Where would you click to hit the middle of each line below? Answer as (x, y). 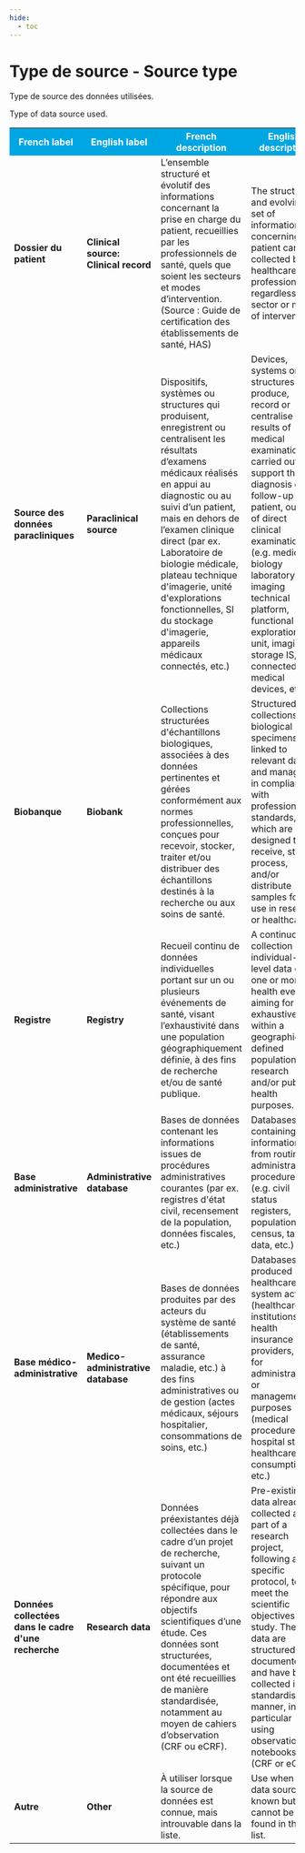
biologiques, (187, 744)
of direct (269, 519)
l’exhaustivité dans (200, 1026)
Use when (272, 1778)
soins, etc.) (184, 1447)
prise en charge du (201, 219)
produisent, (185, 417)
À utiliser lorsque (197, 1778)
